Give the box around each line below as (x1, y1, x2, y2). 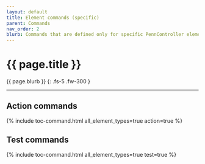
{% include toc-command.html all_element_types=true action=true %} (6, 117, 183, 125)
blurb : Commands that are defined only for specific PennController (6, 32, 184, 38)
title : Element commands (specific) (6, 15, 99, 21)
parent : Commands (6, 20, 51, 26)
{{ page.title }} (6, 58, 82, 72)
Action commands (6, 101, 77, 111)
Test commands (6, 135, 69, 145)
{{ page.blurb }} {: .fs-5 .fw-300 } (6, 78, 90, 85)
